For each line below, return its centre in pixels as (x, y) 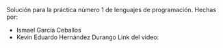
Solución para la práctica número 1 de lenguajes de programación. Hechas (112, 10)
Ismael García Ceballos (49, 30)
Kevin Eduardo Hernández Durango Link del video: (88, 37)
